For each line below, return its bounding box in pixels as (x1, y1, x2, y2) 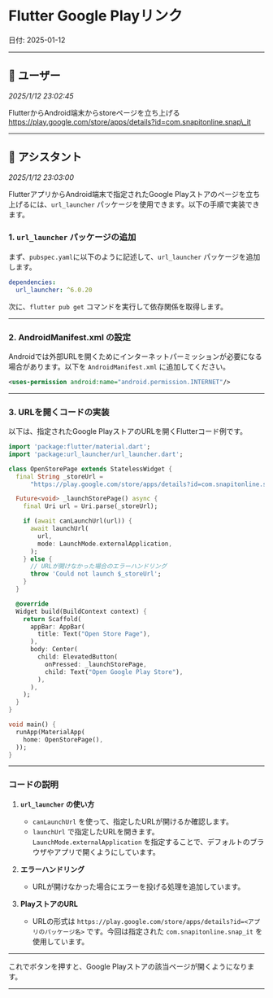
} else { (23, 554, 53, 563)
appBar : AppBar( (29, 623, 85, 631)
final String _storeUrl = (15, 472, 104, 480)
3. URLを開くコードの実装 (8, 406, 110, 418)
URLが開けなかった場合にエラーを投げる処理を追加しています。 (32, 882, 245, 891)
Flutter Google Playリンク (8, 7, 183, 25)
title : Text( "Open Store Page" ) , (37, 630, 151, 638)
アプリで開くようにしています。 (54, 847, 160, 856)
